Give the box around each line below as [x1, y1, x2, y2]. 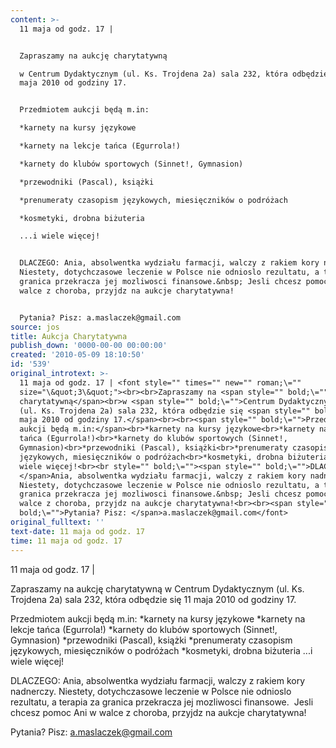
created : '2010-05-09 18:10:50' [10, 350, 145, 360]
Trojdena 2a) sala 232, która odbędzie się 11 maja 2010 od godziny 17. [10, 593, 297, 605]
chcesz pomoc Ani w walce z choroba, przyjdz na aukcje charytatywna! [10, 706, 307, 718]
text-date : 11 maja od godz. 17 [10, 526, 145, 536]
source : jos [10, 322, 60, 332]
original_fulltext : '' [10, 517, 105, 527]
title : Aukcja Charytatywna [10, 331, 128, 341]
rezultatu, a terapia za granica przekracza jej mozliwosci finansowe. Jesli [10, 696, 314, 708]
